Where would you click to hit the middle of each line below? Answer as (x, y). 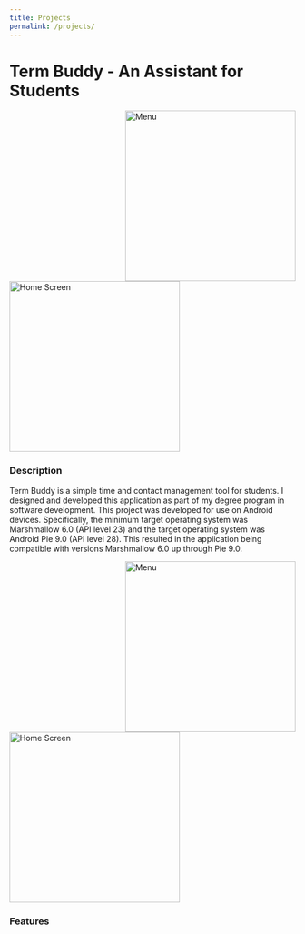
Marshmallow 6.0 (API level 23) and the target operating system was (138, 529)
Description (36, 471)
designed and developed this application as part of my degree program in (147, 500)
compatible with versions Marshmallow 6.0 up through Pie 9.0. (126, 548)
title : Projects (40, 18)
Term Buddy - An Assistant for (127, 71)
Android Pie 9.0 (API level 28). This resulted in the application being (136, 538)
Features (30, 921)
